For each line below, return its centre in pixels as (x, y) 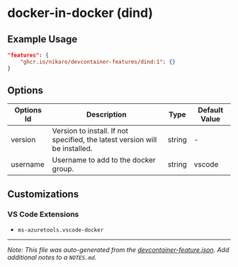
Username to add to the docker (104, 160)
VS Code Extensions (43, 214)
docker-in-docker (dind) (80, 13)
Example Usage (42, 39)
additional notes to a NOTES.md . (52, 257)
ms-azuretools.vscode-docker (61, 230)
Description (106, 114)
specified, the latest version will (104, 140)
